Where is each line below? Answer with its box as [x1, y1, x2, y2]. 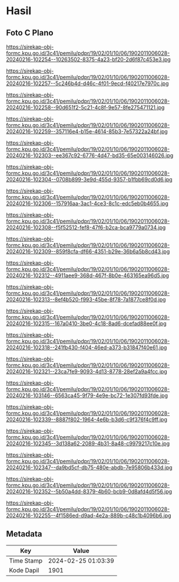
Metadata [6, 529, 42, 539]
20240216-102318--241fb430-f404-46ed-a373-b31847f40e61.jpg [6, 344, 167, 351]
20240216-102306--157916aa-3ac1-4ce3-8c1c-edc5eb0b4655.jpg [6, 200, 169, 207]
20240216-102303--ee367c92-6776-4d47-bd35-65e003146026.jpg [6, 152, 174, 159]
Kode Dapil [9, 566, 39, 574]
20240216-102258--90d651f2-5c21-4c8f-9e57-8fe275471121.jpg [6, 104, 165, 110]
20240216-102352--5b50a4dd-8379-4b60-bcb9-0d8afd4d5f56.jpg [6, 488, 173, 495]
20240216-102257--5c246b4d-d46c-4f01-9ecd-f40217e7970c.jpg [6, 80, 169, 87]
